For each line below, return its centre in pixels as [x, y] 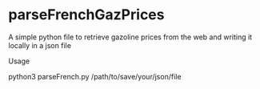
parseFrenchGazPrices [86, 15]
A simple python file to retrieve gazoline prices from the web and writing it [130, 37]
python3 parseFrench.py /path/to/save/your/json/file [95, 76]
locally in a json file [40, 45]
